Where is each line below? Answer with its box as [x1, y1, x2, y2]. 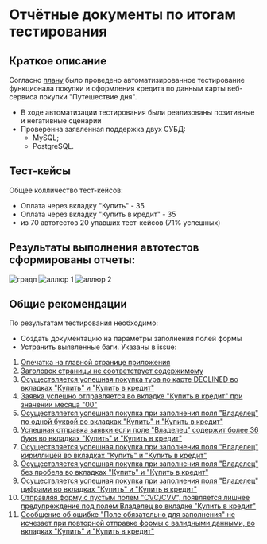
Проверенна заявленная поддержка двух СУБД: [20, 125, 186, 134]
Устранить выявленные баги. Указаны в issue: [20, 342, 177, 352]
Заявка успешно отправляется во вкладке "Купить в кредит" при [20, 391, 243, 401]
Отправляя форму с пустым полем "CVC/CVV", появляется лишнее [20, 493, 250, 503]
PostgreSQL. [32, 142, 75, 150]
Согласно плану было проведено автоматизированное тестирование [9, 76, 246, 84]
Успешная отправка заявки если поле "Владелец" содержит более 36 [20, 425, 259, 435]
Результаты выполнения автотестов [9, 241, 199, 255]
